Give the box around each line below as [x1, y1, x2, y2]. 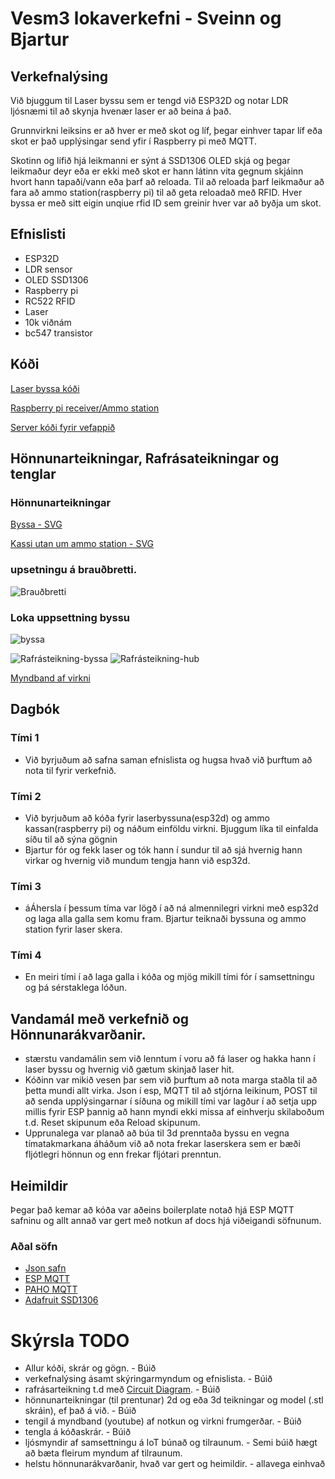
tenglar [10, 466, 57, 483]
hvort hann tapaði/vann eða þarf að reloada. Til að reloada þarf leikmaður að [10, 176, 325, 187]
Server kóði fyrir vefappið [10, 421, 116, 433]
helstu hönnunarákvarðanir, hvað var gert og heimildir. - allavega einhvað [24, 1458, 326, 1470]
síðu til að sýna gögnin [24, 833, 118, 845]
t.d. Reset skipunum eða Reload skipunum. [24, 1117, 201, 1129]
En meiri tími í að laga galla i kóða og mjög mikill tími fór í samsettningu [24, 971, 315, 983]
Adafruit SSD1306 [24, 1294, 99, 1306]
